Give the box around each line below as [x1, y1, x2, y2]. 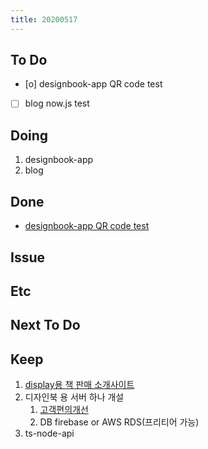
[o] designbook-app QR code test [24, 78, 163, 90]
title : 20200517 [10, 14, 78, 25]
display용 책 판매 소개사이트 [24, 379, 135, 391]
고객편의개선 [39, 404, 89, 416]
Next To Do [10, 317, 81, 334]
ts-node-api [24, 427, 75, 440]
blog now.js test [24, 97, 90, 110]
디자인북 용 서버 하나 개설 [24, 391, 125, 403]
